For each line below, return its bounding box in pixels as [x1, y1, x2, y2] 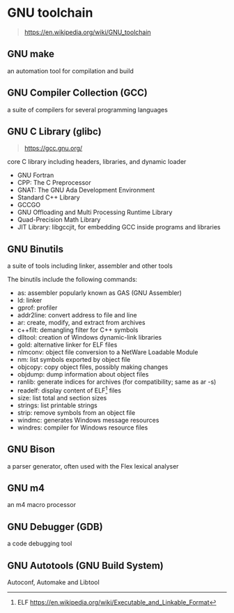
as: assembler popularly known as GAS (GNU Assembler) [17, 289, 182, 297]
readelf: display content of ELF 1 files [17, 385, 122, 395]
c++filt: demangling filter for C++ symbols [17, 326, 139, 334]
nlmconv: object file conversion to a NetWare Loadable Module [17, 348, 198, 356]
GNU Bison [7, 444, 56, 455]
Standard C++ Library [17, 193, 80, 202]
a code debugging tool [7, 539, 72, 548]
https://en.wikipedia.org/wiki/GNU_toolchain [24, 28, 151, 36]
